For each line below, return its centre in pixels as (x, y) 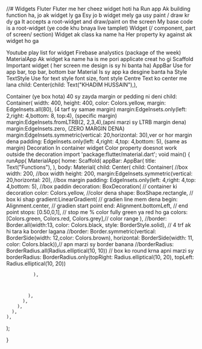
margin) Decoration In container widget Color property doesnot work (92, 148)
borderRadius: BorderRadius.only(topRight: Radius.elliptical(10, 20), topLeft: (100, 257)
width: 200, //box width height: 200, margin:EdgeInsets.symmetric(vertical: (99, 174)
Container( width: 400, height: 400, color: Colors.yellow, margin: (86, 103)
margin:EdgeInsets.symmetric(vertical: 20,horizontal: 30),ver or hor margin (99, 135)
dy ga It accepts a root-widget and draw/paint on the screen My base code (99, 21)
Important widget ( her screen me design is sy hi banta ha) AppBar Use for (99, 65)
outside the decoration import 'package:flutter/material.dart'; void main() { (98, 154)
